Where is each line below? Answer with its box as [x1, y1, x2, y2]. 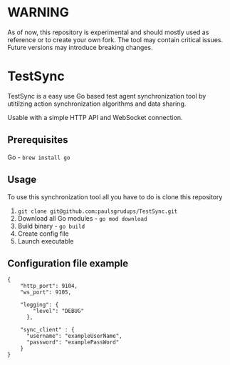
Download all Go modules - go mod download [17, 214, 147, 222]
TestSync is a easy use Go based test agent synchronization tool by [7, 91, 207, 100]
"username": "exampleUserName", [26, 333, 122, 340]
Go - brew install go [7, 153, 70, 161]
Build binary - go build [17, 221, 85, 230]
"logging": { [20, 301, 59, 309]
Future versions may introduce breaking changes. [7, 43, 153, 51]
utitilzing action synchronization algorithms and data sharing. [7, 99, 187, 108]
